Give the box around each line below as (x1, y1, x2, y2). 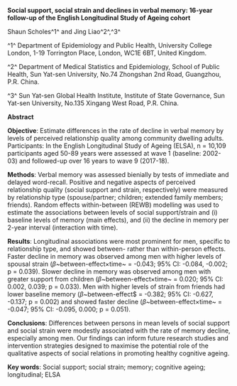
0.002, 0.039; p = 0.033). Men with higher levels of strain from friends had (7, 282, 226, 291)
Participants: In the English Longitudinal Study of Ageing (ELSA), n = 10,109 (7, 141, 226, 150)
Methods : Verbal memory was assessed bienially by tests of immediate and (7, 171, 229, 178)
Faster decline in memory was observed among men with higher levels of (7, 252, 222, 260)
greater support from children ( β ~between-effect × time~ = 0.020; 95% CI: (7, 275, 224, 283)
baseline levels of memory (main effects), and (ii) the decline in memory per (7, 216, 229, 224)
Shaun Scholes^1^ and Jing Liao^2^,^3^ (7, 28, 121, 36)
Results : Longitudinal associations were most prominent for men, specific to (7, 237, 231, 245)
